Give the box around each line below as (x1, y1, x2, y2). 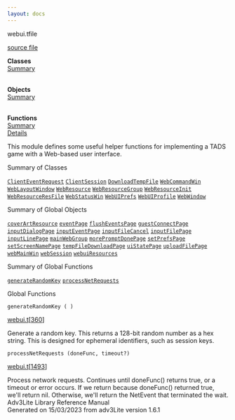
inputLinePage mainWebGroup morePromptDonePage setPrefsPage (7, 235, 186, 242)
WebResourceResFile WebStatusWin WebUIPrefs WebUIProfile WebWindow (7, 193, 206, 200)
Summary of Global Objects (7, 205, 88, 214)
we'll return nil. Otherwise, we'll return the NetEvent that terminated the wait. (7, 391, 229, 399)
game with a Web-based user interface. (7, 149, 122, 158)
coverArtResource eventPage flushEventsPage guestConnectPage (7, 220, 189, 227)
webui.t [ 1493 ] (7, 362, 48, 370)
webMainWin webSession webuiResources (7, 250, 118, 257)
